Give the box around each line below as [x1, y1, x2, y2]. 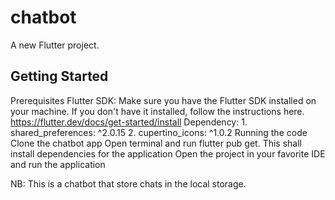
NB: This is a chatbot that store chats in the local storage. [10, 177, 247, 190]
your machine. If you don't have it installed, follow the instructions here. [10, 105, 305, 117]
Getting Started [10, 68, 109, 85]
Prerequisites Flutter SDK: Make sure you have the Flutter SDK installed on [10, 94, 317, 106]
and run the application [10, 158, 106, 170]
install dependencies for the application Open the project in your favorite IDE [10, 147, 326, 160]
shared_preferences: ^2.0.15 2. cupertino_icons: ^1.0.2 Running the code [10, 126, 308, 138]
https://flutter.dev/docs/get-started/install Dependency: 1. [10, 116, 248, 128]
